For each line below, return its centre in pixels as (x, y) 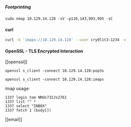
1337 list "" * (21, 102)
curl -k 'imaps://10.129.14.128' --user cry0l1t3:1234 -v (65, 40)
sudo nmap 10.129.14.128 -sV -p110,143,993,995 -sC (59, 19)
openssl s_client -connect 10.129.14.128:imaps (55, 79)
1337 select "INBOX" (26, 106)
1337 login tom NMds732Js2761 (36, 98)
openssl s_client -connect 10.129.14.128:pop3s (55, 71)
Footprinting (18, 7)
